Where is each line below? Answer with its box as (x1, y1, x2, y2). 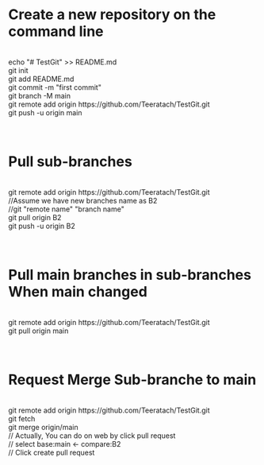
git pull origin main (8, 326, 69, 335)
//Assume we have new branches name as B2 (8, 196, 158, 205)
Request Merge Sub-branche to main (8, 371, 257, 389)
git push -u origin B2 (8, 221, 75, 231)
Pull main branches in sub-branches (8, 266, 252, 284)
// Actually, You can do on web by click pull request (8, 431, 176, 440)
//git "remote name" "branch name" (8, 204, 124, 214)
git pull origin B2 (8, 212, 62, 222)
